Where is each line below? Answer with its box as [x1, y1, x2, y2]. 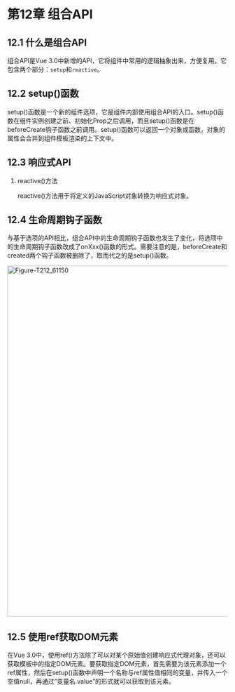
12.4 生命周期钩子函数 [7, 214, 103, 226]
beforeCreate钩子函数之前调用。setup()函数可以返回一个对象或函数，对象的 [7, 125, 226, 133]
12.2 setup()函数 [7, 88, 79, 100]
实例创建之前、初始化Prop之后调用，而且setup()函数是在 [31, 117, 195, 125]
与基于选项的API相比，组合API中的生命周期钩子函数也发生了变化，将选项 [7, 234, 217, 242]
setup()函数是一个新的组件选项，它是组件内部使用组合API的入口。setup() [7, 107, 218, 116]
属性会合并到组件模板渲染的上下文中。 [7, 134, 117, 142]
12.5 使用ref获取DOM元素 [7, 631, 119, 643]
